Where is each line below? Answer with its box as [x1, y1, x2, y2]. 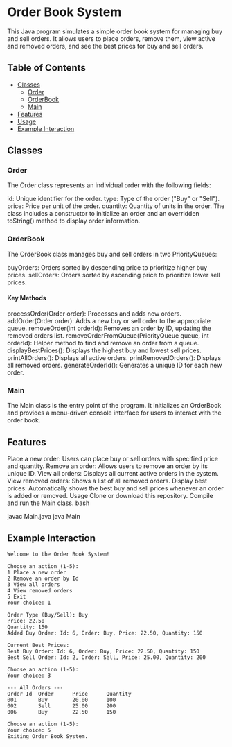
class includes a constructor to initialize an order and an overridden [7, 209, 199, 218]
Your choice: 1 [7, 599, 51, 606]
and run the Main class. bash [7, 499, 90, 507]
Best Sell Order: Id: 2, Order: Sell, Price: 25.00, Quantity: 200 [7, 653, 206, 661]
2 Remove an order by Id [7, 575, 79, 582]
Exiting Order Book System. [7, 732, 89, 739]
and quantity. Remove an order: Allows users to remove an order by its [7, 462, 208, 470]
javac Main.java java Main [7, 513, 81, 521]
